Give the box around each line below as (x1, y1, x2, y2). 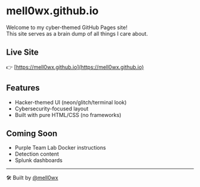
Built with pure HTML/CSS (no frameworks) (14, 111, 122, 118)
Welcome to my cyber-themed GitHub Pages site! (6, 24, 128, 31)
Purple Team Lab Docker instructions (14, 144, 106, 151)
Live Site (6, 47, 39, 58)
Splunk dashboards (14, 157, 62, 164)
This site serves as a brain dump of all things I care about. (6, 30, 148, 37)
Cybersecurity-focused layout (14, 105, 89, 112)
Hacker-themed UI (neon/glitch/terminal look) (14, 99, 127, 106)
